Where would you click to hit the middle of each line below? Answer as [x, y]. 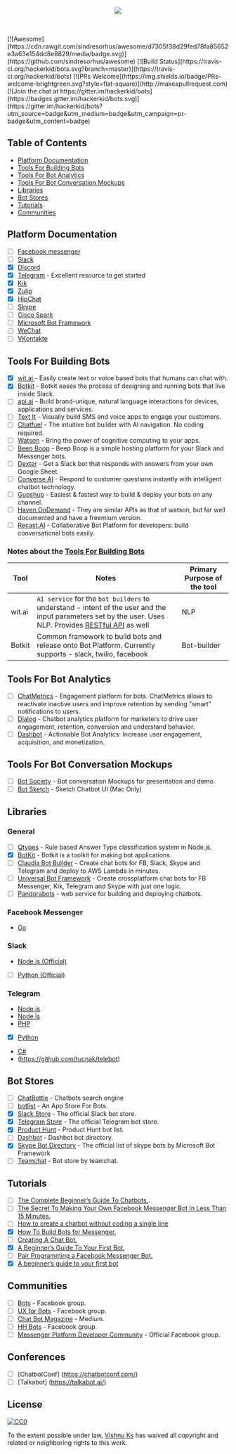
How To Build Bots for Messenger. [67, 1232]
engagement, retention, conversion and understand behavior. [106, 727]
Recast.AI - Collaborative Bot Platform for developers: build [103, 525]
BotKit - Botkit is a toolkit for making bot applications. [94, 855]
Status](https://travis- [191, 61]
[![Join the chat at [33, 91]
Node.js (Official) [42, 961]
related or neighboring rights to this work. [67, 1442]
